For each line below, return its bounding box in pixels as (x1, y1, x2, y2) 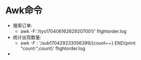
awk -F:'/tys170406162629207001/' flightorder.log (20, 28, 127, 34)
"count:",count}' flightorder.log (20, 45, 86, 51)
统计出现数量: (12, 34, 42, 40)
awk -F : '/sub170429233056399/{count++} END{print (20, 40, 136, 46)
